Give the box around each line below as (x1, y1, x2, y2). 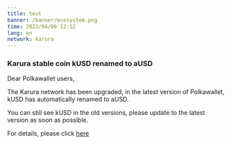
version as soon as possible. (7, 116, 89, 125)
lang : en (7, 29, 33, 37)
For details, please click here (7, 129, 89, 138)
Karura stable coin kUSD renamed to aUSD (7, 59, 153, 69)
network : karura (7, 36, 54, 43)
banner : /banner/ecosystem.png (7, 17, 98, 24)
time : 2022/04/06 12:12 (7, 23, 76, 30)
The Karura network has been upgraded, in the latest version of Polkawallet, (7, 88, 225, 96)
